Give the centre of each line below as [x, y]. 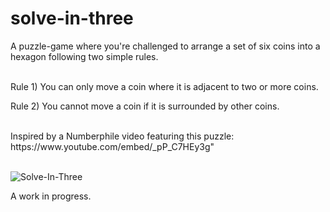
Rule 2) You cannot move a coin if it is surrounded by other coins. [145, 106]
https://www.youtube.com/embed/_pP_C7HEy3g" [112, 146]
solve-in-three [72, 18]
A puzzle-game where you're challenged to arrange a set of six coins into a [165, 46]
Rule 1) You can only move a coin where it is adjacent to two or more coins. [164, 86]
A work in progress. [51, 196]
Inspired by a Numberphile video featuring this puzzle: [122, 136]
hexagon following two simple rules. [84, 56]
